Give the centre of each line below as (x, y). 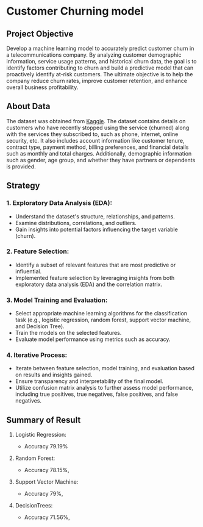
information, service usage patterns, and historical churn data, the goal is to (101, 61)
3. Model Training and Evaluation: (57, 300)
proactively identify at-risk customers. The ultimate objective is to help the (100, 74)
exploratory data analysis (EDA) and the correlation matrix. (89, 284)
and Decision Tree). (40, 326)
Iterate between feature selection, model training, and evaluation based (105, 368)
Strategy (23, 186)
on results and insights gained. (54, 375)
